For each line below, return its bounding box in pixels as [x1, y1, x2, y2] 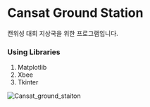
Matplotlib [17, 63, 47, 72]
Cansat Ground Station [7, 5, 144, 21]
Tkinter [17, 78, 39, 87]
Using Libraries [7, 47, 61, 57]
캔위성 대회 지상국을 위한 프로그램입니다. [7, 29, 118, 37]
